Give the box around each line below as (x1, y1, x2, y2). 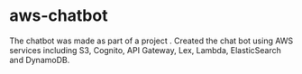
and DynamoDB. (9, 54, 70, 65)
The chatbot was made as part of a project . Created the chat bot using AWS (9, 35, 294, 46)
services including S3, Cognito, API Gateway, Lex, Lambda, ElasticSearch (9, 44, 282, 55)
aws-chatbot (9, 5, 108, 26)
